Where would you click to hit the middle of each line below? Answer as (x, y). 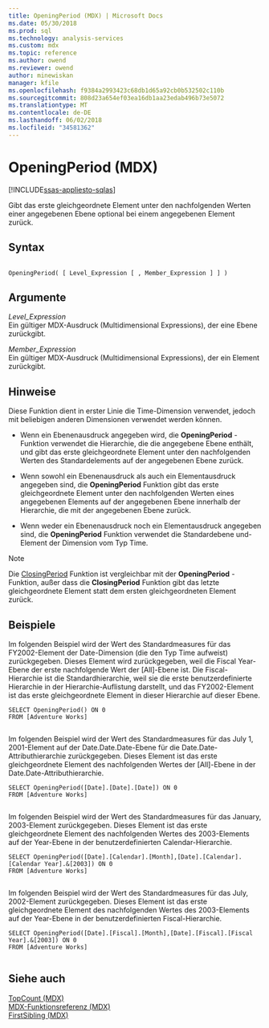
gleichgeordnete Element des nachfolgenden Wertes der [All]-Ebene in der (132, 764)
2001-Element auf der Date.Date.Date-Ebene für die (94, 747)
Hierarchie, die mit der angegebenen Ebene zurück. (105, 510)
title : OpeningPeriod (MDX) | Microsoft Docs (86, 16)
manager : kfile (34, 83)
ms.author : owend (37, 61)
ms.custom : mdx (34, 46)
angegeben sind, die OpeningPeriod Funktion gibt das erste (119, 485)
